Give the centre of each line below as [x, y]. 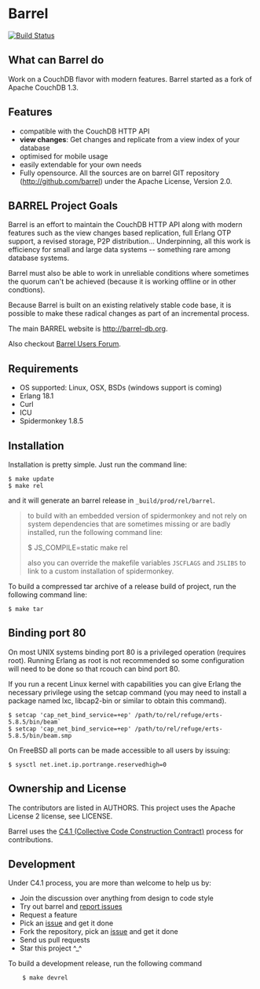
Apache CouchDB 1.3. [43, 87]
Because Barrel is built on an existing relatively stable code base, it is [120, 305]
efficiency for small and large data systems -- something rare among [119, 250]
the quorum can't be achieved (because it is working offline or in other [122, 282]
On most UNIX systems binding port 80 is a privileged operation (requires [127, 652]
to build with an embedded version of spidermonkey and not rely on [137, 516]
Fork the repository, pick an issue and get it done [99, 932]
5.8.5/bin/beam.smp [40, 735]
